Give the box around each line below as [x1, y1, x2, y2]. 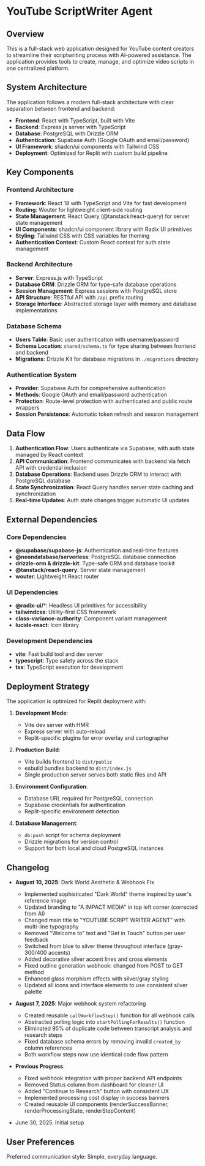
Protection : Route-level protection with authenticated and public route [15, 397, 193, 405]
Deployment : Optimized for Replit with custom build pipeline [15, 149, 168, 157]
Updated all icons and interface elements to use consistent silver [24, 982, 188, 989]
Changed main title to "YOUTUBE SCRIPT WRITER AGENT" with [24, 917, 185, 924]
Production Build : [15, 746, 61, 754]
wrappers [15, 404, 40, 412]
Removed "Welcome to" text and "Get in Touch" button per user [24, 930, 185, 937]
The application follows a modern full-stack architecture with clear [6, 98, 174, 105]
